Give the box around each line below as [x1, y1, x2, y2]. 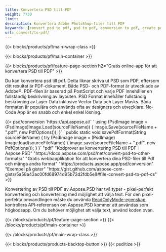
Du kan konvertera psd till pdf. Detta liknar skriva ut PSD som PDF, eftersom [5, 78, 160, 84]
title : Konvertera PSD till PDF [5, 7, 72, 12]
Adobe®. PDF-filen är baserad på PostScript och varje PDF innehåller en [5, 88, 152, 94]
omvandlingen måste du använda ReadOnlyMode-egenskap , [23, 197, 147, 203]
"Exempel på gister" [5, 166, 46, 172]
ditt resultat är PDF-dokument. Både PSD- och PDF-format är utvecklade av [5, 83, 160, 89]
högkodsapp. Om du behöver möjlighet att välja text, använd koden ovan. [5, 207, 154, 213]
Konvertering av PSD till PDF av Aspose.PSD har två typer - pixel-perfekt [5, 186, 153, 192]
